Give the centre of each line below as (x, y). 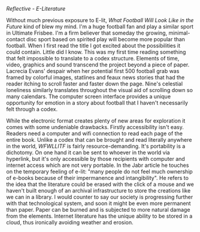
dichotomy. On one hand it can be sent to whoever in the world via (88, 152)
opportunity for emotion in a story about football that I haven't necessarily (97, 103)
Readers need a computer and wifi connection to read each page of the (94, 133)
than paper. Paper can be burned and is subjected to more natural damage (98, 210)
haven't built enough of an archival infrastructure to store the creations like (99, 190)
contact (16, 39)
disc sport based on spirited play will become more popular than (106, 39)
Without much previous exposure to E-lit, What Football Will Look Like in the (100, 20)
